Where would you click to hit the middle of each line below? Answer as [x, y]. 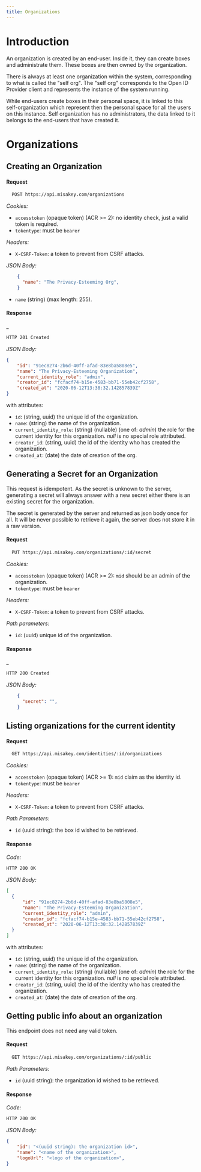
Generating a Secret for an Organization [82, 474]
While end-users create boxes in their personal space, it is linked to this [94, 101]
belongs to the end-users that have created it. [63, 120]
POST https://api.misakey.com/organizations [68, 195]
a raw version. [24, 526]
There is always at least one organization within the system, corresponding [99, 76]
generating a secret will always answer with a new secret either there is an [98, 495]
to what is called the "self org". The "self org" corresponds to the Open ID [97, 83]
